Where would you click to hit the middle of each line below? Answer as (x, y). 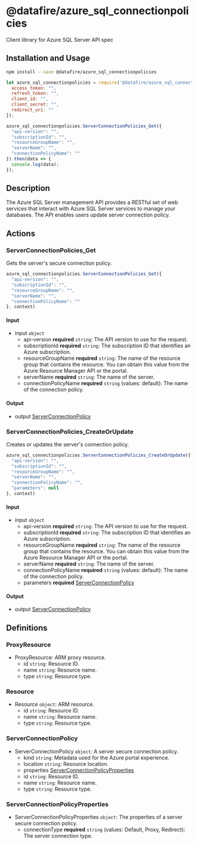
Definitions (27, 628)
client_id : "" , (30, 99)
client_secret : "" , (35, 104)
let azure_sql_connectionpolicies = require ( (63, 83)
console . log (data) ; (35, 164)
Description (28, 188)
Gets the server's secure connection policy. (59, 263)
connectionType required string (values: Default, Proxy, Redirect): (104, 829)
